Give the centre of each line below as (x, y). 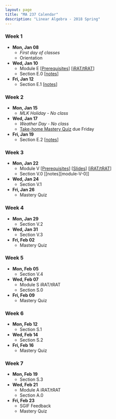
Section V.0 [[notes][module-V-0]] (55, 174)
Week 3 (14, 152)
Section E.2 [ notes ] (39, 139)
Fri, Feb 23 (23, 401)
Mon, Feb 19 (25, 374)
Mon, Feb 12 (25, 324)
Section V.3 (31, 235)
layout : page (19, 10)
